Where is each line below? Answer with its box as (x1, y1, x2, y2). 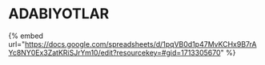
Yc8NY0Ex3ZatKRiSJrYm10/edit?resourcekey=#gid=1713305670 (8, 48, 222, 57)
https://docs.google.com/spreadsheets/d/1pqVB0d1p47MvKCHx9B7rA (24, 39, 257, 48)
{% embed (8, 31, 44, 40)
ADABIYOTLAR (8, 5, 110, 23)
